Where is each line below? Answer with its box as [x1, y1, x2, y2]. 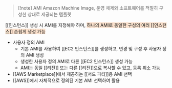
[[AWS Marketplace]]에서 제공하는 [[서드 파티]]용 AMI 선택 [12, 71, 132, 77]
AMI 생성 [26, 52, 45, 58]
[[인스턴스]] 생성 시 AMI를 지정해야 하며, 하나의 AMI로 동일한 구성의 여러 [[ [5, 22, 155, 28]
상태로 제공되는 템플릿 [27, 11, 72, 17]
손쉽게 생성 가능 [14, 28, 46, 35]
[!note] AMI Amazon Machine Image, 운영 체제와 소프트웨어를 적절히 [17, 5, 158, 11]
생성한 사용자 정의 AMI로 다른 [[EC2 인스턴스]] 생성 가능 [20, 58, 133, 64]
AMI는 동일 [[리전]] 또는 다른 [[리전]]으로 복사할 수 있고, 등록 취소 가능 [20, 65, 160, 71]
